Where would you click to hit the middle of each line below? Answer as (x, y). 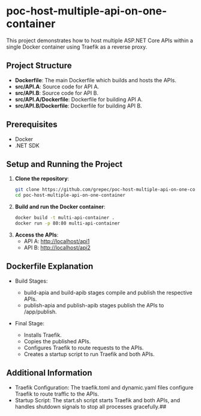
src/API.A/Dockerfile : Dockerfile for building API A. (79, 99)
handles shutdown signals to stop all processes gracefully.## (91, 406)
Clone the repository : (42, 179)
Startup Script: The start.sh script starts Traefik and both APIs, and (97, 400)
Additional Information (49, 373)
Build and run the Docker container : (60, 207)
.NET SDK (27, 145)
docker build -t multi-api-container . (65, 218)
